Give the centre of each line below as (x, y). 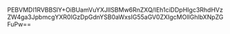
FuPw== (19, 24)
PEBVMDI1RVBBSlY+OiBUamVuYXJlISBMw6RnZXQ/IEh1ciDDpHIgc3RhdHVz (115, 10)
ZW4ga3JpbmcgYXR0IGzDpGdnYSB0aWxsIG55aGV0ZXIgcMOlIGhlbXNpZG (115, 17)
